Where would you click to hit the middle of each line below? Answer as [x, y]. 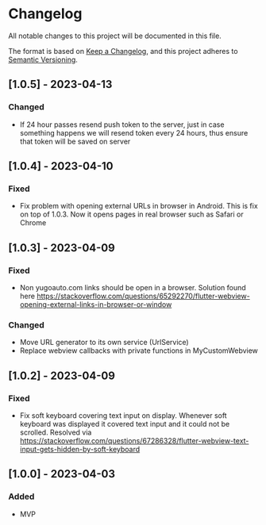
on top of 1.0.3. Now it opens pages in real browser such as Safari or [131, 214]
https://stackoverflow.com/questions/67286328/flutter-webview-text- [134, 440]
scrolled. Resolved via [56, 432]
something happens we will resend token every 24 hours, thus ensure [134, 132]
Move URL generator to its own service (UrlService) [104, 343]
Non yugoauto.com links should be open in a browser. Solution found [133, 287]
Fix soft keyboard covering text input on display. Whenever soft [123, 415]
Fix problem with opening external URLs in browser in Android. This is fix [139, 206]
